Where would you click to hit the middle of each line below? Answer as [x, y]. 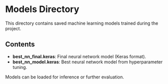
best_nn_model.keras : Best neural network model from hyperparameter [88, 62]
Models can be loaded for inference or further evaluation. [65, 77]
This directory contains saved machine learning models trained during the [82, 23]
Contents [20, 45]
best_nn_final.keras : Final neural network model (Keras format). [79, 56]
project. [13, 28]
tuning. [20, 67]
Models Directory [42, 9]
